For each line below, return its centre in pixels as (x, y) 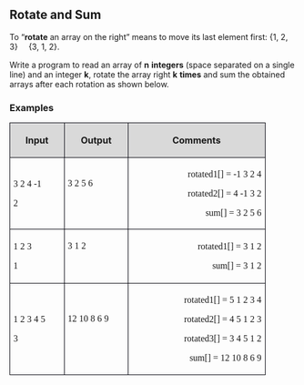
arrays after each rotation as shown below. (90, 84)
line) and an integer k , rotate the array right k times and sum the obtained (147, 74)
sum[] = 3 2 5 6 (233, 212)
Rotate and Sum (56, 15)
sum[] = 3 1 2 (237, 266)
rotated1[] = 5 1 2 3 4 (223, 299)
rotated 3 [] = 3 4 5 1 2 (223, 338)
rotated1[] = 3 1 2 (229, 247)
